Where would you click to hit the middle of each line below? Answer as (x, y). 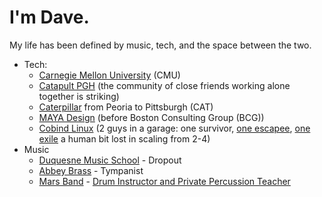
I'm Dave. (49, 17)
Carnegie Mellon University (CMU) (109, 75)
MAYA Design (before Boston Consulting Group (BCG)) (151, 117)
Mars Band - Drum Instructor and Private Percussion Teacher (164, 181)
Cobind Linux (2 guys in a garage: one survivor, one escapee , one (174, 128)
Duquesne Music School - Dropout (110, 160)
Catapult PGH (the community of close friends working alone (164, 85)
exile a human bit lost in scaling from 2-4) (124, 138)
